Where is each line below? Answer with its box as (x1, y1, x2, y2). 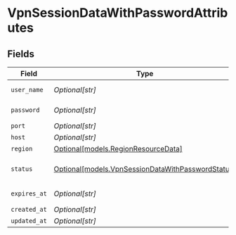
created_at (11, 205, 47, 213)
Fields (7, 48, 35, 60)
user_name (11, 86, 44, 94)
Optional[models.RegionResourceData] (53, 144, 183, 153)
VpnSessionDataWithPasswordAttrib (7, 5, 228, 21)
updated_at (11, 217, 47, 224)
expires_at (11, 190, 47, 198)
